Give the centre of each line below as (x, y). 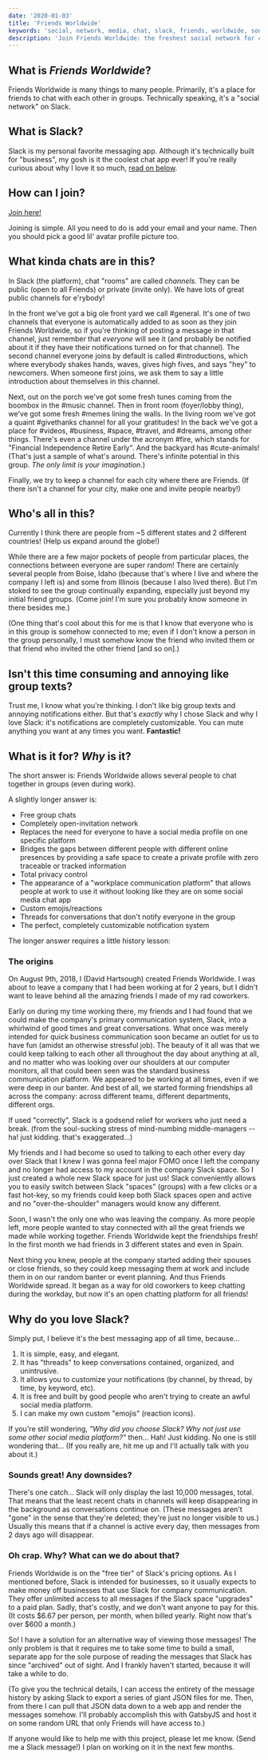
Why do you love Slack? (69, 1319)
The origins (31, 962)
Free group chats (48, 814)
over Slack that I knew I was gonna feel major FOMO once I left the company (134, 1161)
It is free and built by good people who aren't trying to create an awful (135, 1396)
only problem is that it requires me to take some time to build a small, (121, 1648)
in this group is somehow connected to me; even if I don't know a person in (132, 631)
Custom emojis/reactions (61, 908)
